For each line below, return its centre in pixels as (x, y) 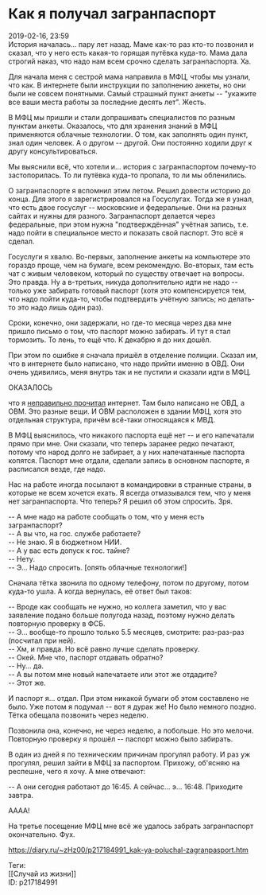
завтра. (21, 795)
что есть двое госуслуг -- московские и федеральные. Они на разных (127, 207)
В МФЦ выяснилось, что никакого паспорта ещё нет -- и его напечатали (131, 435)
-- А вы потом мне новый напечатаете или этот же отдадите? (113, 674)
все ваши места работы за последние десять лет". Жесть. (107, 102)
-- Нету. (22, 558)
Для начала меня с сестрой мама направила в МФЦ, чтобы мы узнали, (129, 76)
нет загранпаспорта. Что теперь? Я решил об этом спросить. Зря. (120, 501)
